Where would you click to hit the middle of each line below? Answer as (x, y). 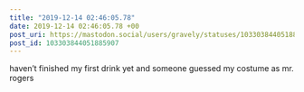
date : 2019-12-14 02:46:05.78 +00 (75, 26)
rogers (22, 78)
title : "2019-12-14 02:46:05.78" (72, 18)
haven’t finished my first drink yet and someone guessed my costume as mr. (152, 69)
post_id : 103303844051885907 (64, 43)
